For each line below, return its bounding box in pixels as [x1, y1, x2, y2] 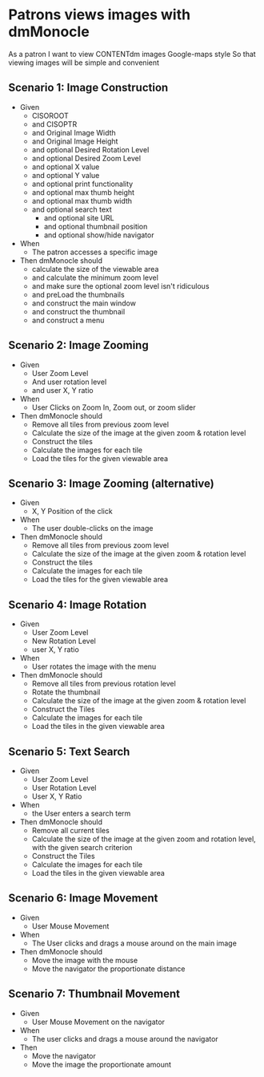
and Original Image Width [31, 128, 116, 137]
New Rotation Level [31, 636, 96, 646]
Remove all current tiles [31, 826, 110, 835]
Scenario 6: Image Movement [8, 892, 158, 905]
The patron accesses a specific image [31, 247, 158, 257]
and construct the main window [31, 298, 136, 308]
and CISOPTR [31, 119, 78, 129]
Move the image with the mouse [31, 955, 138, 965]
